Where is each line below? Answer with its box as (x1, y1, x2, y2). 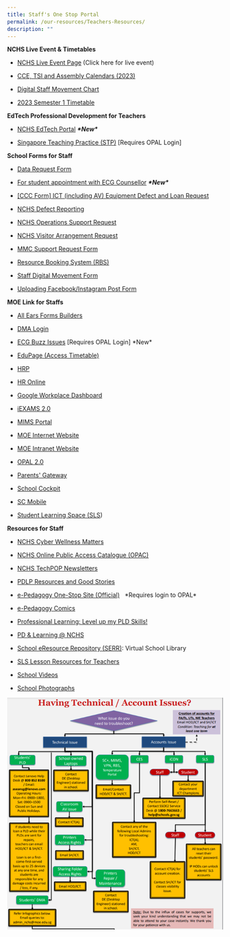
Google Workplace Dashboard (16, 392, 103, 400)
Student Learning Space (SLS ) (16, 511, 103, 519)
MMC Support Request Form (16, 245, 98, 253)
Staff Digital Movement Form (16, 271, 98, 280)
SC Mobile (16, 498, 47, 506)
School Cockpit (16, 484, 61, 493)
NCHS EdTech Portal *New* (16, 125, 98, 133)
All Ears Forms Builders (16, 311, 83, 319)
